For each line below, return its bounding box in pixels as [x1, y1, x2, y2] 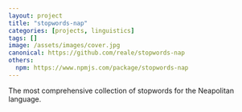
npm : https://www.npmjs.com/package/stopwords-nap [15, 64, 189, 72]
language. [8, 94, 42, 104]
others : [8, 57, 35, 65]
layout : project [8, 11, 63, 20]
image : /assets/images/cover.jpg [8, 42, 121, 50]
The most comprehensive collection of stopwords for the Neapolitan [8, 86, 235, 95]
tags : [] [8, 34, 38, 42]
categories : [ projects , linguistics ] [8, 26, 135, 34]
